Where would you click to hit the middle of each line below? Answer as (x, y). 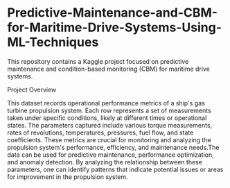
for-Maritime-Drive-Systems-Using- (115, 27)
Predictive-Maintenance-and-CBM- (113, 13)
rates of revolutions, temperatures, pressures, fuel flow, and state (100, 133)
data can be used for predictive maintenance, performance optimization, (111, 155)
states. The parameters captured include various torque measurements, (110, 125)
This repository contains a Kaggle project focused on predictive (98, 61)
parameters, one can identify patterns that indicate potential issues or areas (115, 169)
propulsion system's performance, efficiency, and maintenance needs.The (113, 147)
